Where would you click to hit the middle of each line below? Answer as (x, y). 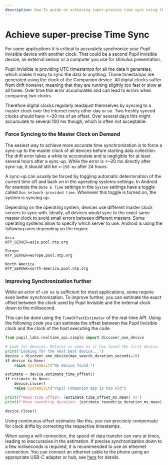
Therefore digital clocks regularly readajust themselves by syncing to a (78, 105)
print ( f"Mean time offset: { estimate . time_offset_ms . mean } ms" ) (73, 397)
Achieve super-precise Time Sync (77, 34)
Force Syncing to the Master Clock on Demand (63, 134)
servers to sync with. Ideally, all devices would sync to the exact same (77, 212)
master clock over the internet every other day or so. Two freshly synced (80, 110)
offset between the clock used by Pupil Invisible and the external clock (78, 303)
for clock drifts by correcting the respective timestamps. (63, 426)
